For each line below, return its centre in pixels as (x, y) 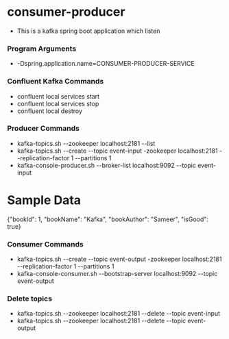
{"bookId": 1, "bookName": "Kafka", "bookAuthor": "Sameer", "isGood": (108, 219)
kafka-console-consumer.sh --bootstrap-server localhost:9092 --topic (117, 274)
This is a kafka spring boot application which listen (88, 31)
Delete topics (30, 299)
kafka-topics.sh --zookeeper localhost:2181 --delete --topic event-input (119, 314)
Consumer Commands (46, 244)
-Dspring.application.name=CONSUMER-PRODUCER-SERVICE (106, 64)
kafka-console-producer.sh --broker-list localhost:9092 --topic (107, 165)
